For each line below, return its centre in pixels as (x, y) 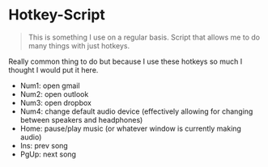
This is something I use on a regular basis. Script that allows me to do (144, 37)
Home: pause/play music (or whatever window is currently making (130, 128)
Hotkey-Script (57, 15)
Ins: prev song (44, 145)
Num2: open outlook (54, 94)
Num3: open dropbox (55, 102)
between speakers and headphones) (81, 119)
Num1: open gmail (50, 86)
